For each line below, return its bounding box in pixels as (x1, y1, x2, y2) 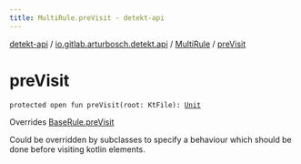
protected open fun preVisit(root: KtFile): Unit (9, 100, 202, 109)
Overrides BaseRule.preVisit (9, 116, 115, 128)
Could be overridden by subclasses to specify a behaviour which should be (9, 134, 293, 145)
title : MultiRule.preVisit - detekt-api (9, 13, 166, 23)
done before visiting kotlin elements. (9, 143, 145, 155)
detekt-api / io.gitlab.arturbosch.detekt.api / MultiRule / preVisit (9, 38, 246, 49)
